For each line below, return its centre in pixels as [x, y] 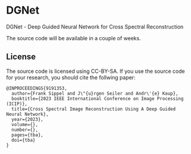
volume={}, [25, 124]
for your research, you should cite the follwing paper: [71, 77]
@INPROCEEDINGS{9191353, [37, 88]
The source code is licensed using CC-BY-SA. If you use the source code [96, 71]
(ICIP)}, [17, 104]
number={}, [25, 130]
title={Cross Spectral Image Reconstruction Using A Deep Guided [94, 109]
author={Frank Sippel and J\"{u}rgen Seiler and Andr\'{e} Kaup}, [95, 93]
